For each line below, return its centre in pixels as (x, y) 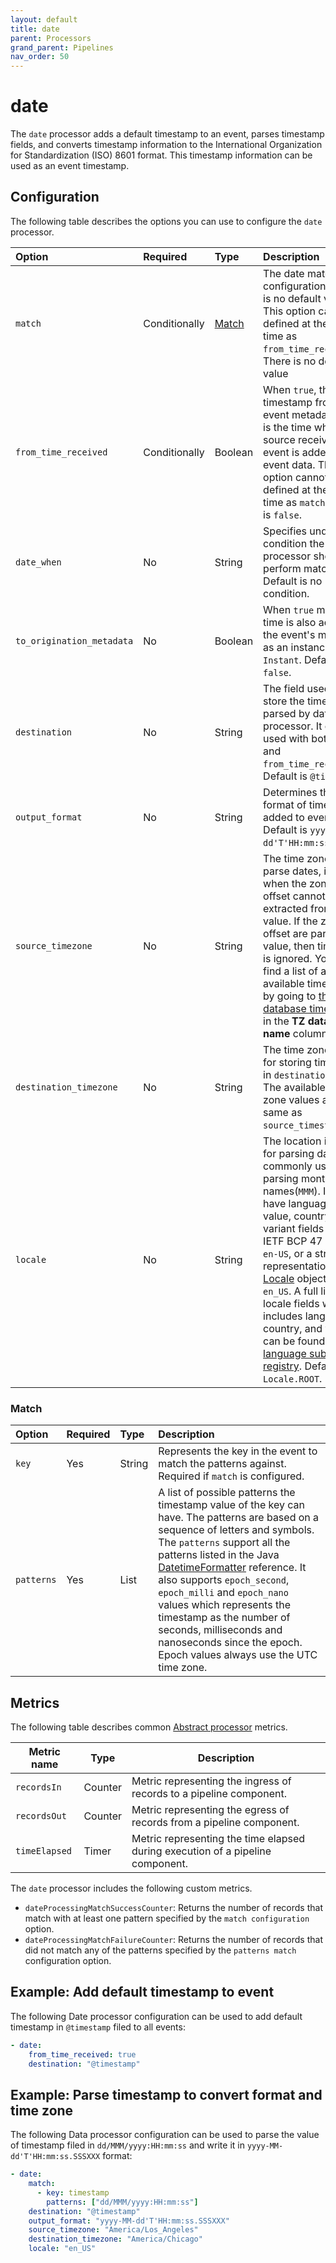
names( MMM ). (292, 1191)
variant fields (294, 1228)
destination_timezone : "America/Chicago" (115, 2239)
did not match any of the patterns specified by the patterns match (160, 1950)
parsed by (287, 713)
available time (295, 983)
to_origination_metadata (74, 640)
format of (285, 804)
